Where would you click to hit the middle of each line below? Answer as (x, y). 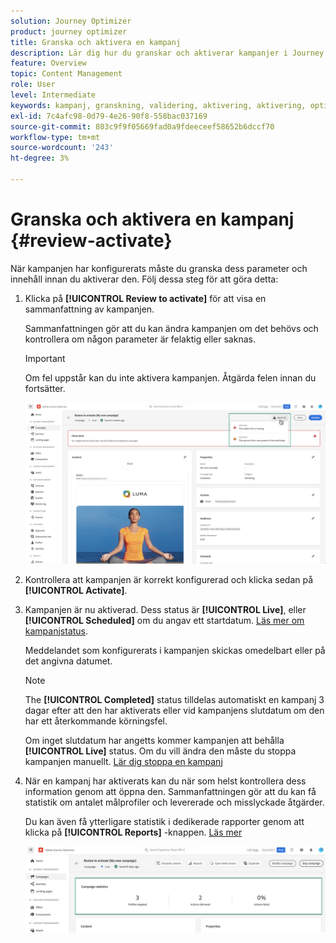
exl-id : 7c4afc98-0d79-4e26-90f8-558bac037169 (109, 116)
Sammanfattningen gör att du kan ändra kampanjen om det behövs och (171, 328)
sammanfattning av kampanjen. (89, 309)
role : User (33, 85)
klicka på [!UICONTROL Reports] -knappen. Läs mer (133, 832)
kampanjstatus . (56, 631)
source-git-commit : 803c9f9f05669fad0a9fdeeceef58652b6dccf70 (142, 126)
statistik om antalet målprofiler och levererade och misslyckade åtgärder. (174, 802)
